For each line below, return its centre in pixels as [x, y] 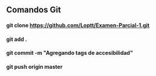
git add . [17, 39]
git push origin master [35, 66]
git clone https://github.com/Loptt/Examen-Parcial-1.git [78, 25]
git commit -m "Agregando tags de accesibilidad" [70, 53]
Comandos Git [34, 10]
